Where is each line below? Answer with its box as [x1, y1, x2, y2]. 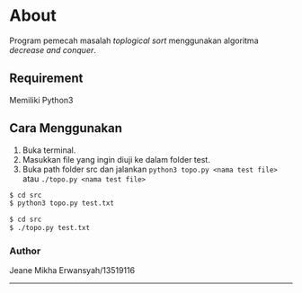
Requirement [9, 71, 84, 86]
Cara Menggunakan [9, 120, 123, 136]
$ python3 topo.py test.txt [9, 199, 115, 208]
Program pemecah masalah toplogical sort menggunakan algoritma [9, 35, 259, 46]
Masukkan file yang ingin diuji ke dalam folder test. [22, 154, 211, 164]
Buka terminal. [22, 145, 76, 155]
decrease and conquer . [9, 44, 97, 55]
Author [9, 244, 41, 257]
